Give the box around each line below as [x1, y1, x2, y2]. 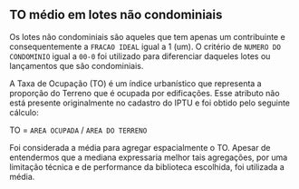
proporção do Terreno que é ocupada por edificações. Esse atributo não [9, 87, 280, 98]
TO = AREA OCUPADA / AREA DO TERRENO [9, 124, 148, 135]
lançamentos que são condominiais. [9, 60, 144, 71]
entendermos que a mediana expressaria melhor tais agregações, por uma [9, 152, 288, 163]
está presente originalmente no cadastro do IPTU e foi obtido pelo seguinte [9, 97, 291, 108]
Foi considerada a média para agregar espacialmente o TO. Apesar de [9, 142, 271, 153]
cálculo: [9, 106, 39, 117]
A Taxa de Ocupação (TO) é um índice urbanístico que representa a [9, 77, 262, 89]
